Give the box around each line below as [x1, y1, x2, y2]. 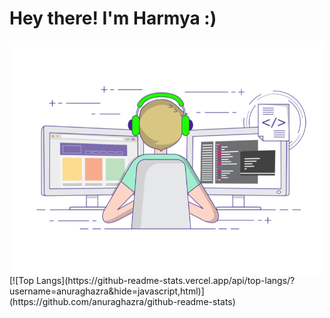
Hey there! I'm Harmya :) [9, 7, 217, 30]
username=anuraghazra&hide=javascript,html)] [9, 285, 205, 297]
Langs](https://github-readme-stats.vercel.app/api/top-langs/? [36, 274, 296, 286]
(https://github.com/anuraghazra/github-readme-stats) [9, 295, 236, 307]
